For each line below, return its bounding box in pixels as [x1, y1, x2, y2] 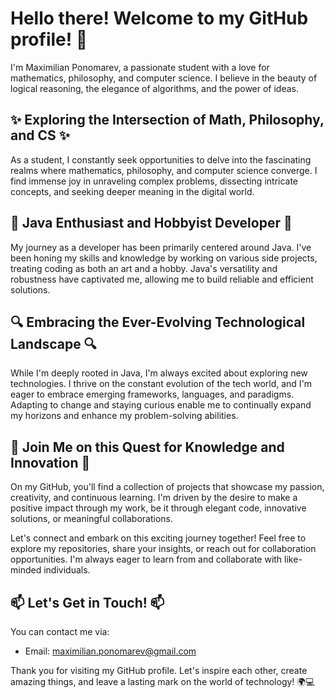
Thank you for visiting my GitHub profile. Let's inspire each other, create [10, 665, 308, 676]
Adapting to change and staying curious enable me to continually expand [10, 399, 312, 411]
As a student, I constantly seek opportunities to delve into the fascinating [10, 153, 312, 166]
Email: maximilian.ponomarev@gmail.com [24, 645, 197, 657]
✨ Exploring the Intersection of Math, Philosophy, [10, 112, 325, 129]
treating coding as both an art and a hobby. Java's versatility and [10, 262, 278, 274]
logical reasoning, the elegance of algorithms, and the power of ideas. [10, 82, 300, 94]
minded [10, 564, 42, 576]
